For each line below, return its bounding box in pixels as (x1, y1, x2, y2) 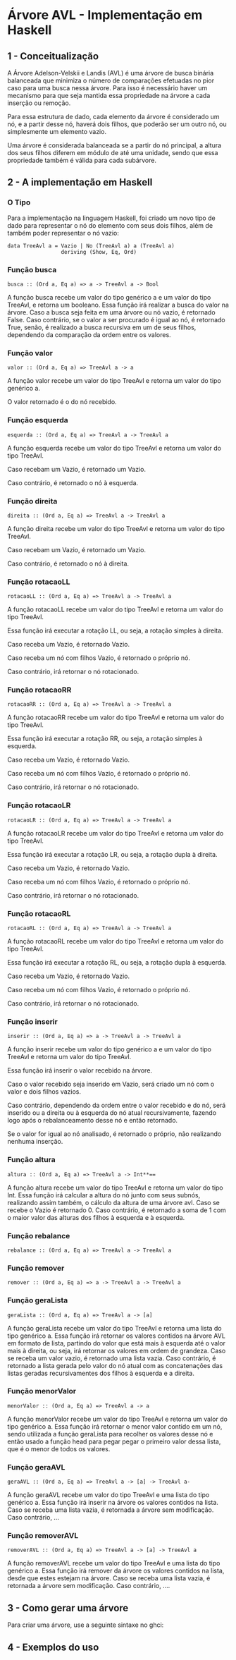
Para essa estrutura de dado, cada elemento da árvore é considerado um (7, 113, 220, 121)
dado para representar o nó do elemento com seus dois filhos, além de (7, 221, 213, 229)
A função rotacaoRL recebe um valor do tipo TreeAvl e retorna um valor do (7, 937, 224, 946)
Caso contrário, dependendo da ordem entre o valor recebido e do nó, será (7, 1101, 226, 1110)
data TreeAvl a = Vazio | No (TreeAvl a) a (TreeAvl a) (7, 242, 175, 250)
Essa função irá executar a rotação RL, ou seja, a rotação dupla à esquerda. (7, 958, 227, 967)
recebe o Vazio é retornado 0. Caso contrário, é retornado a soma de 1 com (7, 1206, 227, 1214)
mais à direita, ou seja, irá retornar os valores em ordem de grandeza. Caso (7, 1346, 226, 1355)
